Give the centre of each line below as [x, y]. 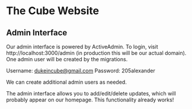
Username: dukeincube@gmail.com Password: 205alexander [81, 71]
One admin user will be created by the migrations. [67, 59]
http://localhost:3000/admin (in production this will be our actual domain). [96, 53]
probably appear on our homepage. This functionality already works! [90, 100]
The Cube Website [53, 11]
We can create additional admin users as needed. [67, 82]
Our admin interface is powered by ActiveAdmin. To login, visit [82, 47]
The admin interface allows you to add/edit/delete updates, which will [91, 93]
